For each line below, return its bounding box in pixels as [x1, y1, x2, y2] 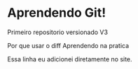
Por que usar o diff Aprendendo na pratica [7, 41, 130, 49]
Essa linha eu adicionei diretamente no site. [7, 54, 132, 63]
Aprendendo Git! [7, 5, 106, 21]
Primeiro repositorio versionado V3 [7, 28, 109, 36]
